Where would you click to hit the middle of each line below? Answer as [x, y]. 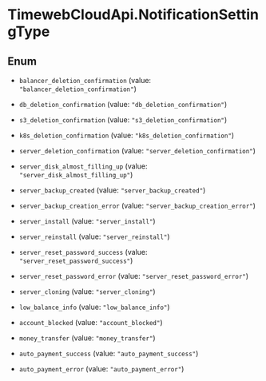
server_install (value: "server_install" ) [87, 221]
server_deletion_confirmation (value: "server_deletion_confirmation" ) [137, 151]
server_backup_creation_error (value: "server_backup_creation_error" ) [137, 206]
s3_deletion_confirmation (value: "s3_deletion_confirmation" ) [123, 120]
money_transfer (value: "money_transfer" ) [87, 338]
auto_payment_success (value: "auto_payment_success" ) [109, 353]
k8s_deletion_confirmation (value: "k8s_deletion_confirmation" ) [127, 135]
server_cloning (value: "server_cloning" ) [87, 292]
